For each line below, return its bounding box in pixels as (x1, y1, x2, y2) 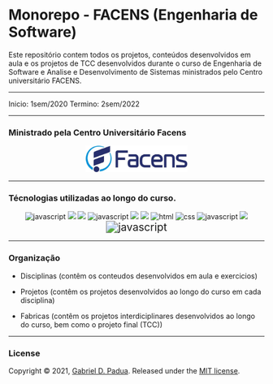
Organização (8, 252, 61, 264)
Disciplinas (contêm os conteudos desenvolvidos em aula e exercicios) (19, 270, 258, 281)
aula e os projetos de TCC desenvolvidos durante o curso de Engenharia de (8, 58, 262, 68)
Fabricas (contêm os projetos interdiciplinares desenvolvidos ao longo (19, 311, 256, 321)
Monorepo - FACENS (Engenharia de (8, 6, 258, 24)
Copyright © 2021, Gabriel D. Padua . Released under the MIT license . (8, 366, 240, 376)
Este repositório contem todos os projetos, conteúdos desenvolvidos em (8, 50, 251, 59)
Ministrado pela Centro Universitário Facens (8, 127, 187, 138)
